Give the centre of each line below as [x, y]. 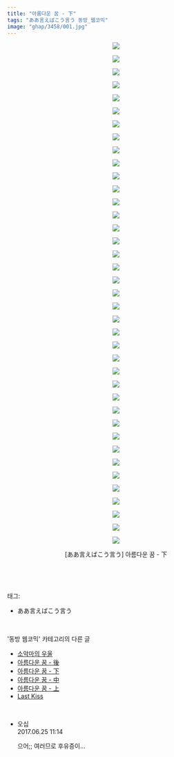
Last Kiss [30, 696]
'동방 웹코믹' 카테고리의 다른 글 [49, 639]
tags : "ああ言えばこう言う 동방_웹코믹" [58, 20]
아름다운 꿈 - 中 [38, 680]
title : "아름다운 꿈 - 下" [42, 14]
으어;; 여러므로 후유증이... [51, 746]
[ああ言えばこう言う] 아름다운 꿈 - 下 [116, 554]
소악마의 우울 [35, 654]
